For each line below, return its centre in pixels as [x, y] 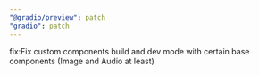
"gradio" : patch [39, 26]
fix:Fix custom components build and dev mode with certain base [129, 51]
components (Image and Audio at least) [82, 61]
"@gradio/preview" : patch [57, 17]
